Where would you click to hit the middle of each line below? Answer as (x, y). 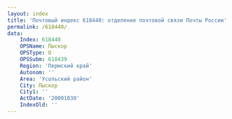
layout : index (28, 14)
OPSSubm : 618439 (44, 59)
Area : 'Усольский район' (56, 79)
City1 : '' (34, 92)
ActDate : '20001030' (50, 99)
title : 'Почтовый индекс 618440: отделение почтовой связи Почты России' (117, 20)
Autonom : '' (37, 72)
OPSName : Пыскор (44, 46)
